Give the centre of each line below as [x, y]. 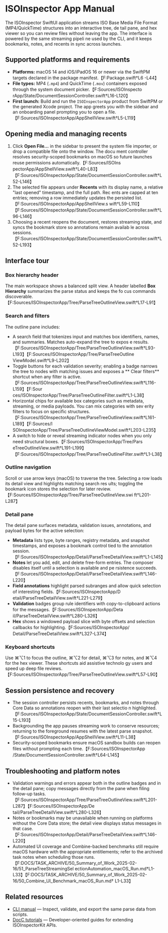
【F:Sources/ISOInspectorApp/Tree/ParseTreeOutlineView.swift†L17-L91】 [81, 303]
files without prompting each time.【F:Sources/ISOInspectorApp [79, 749]
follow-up [22, 794]
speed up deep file [25, 669]
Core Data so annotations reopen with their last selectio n [72, 708]
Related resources [34, 897]
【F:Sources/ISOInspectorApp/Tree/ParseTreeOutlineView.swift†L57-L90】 [83, 674]
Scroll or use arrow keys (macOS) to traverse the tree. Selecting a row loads [84, 478]
